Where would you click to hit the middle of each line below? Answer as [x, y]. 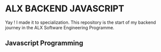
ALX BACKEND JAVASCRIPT [65, 9]
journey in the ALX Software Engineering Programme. [60, 27]
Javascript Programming [44, 43]
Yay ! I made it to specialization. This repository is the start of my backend [80, 22]
